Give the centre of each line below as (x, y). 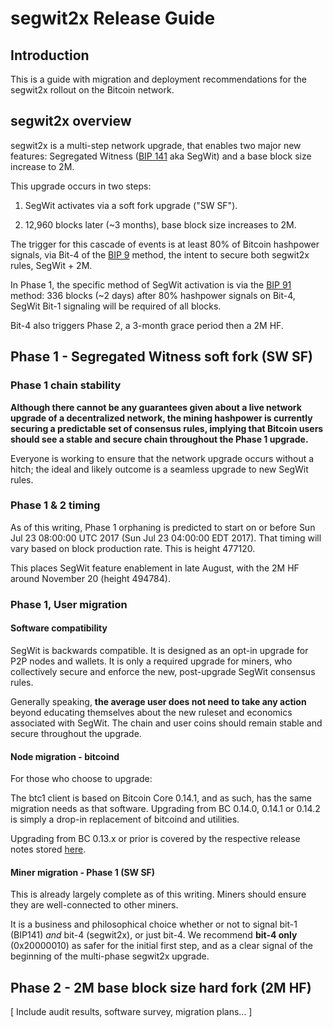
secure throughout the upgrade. (76, 733)
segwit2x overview (71, 121)
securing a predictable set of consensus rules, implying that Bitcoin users (167, 428)
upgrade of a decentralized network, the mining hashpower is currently (161, 418)
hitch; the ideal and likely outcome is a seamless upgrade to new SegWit (159, 469)
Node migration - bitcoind (65, 756)
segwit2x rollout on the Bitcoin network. (92, 90)
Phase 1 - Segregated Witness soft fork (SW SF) (162, 357)
